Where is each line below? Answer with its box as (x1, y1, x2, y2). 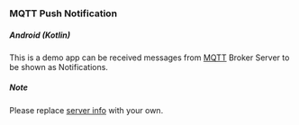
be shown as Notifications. (9, 61, 108, 72)
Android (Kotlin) (9, 30, 70, 40)
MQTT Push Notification (9, 7, 118, 20)
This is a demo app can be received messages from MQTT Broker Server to (9, 52, 290, 63)
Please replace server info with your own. (9, 104, 164, 115)
